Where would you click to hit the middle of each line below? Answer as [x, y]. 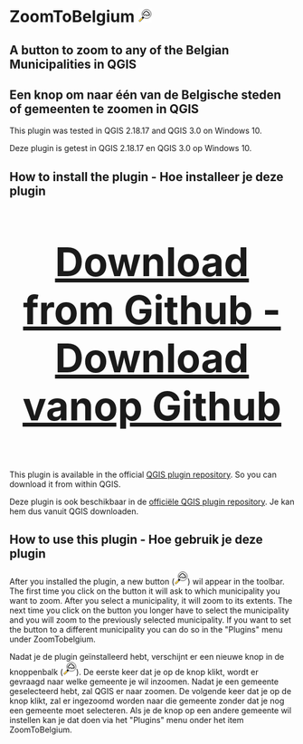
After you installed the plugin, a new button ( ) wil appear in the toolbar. [147, 581]
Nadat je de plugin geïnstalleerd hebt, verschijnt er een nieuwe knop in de [147, 656]
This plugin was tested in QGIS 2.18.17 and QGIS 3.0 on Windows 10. [136, 131]
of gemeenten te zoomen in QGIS [104, 109]
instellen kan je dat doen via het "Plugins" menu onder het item [127, 720]
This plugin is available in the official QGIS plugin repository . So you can [143, 474]
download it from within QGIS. [65, 484]
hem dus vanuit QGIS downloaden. [74, 511]
